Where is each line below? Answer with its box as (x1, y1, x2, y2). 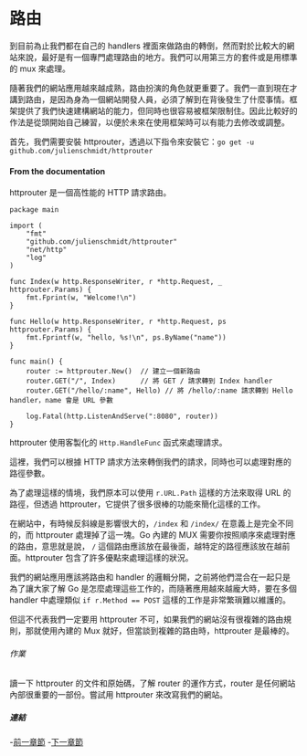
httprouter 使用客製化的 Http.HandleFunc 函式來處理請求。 (9, 437, 228, 448)
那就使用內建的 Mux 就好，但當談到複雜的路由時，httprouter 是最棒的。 (25, 625, 294, 636)
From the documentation (9, 165, 106, 176)
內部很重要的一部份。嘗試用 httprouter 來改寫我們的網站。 (9, 689, 228, 700)
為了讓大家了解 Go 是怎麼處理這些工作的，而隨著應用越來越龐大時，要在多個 (9, 583, 297, 594)
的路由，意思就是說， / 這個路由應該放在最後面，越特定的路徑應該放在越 (9, 541, 283, 552)
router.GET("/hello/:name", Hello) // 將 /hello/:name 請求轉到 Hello (26, 386, 294, 395)
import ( (9, 221, 43, 231)
